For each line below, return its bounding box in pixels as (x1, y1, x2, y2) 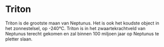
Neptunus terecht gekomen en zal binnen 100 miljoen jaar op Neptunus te (5, 30, 159, 36)
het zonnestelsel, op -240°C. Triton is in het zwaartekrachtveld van (5, 25, 146, 31)
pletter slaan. (5, 36, 33, 42)
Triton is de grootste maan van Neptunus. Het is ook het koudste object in (5, 20, 159, 26)
